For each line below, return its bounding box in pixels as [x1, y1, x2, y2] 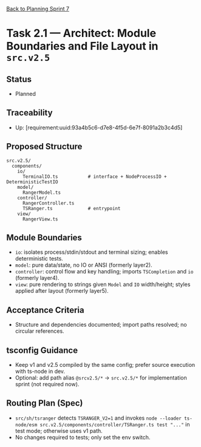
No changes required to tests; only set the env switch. [15, 434, 151, 441]
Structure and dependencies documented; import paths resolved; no [15, 321, 187, 329]
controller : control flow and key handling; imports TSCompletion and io [15, 268, 194, 275]
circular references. [15, 327, 65, 335]
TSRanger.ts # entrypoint [22, 205, 121, 211]
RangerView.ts [22, 216, 59, 222]
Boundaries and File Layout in [6, 39, 158, 53]
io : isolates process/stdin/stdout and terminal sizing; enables [15, 248, 168, 256]
